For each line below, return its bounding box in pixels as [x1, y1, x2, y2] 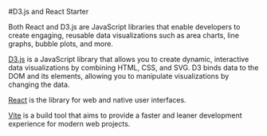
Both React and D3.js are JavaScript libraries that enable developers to [8, 22, 241, 31]
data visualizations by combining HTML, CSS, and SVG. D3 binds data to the [8, 63, 259, 72]
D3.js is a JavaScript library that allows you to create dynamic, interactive [8, 55, 249, 64]
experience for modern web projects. [8, 119, 131, 128]
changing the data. [8, 80, 70, 89]
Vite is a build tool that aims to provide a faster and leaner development [8, 111, 242, 120]
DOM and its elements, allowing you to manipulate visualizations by [8, 72, 230, 80]
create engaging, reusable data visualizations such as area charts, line [8, 31, 239, 40]
